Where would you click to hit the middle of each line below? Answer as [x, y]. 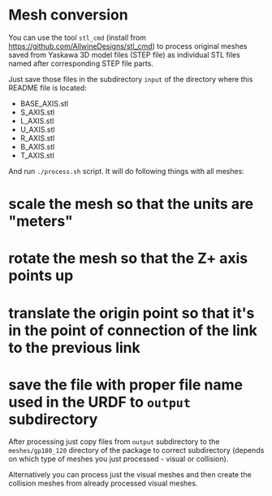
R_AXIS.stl [37, 138]
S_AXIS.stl [37, 112]
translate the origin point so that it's [132, 313]
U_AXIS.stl [37, 129]
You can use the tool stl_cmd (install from [77, 37]
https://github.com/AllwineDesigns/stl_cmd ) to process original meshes [128, 46]
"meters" [41, 222]
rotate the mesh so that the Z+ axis [128, 259]
